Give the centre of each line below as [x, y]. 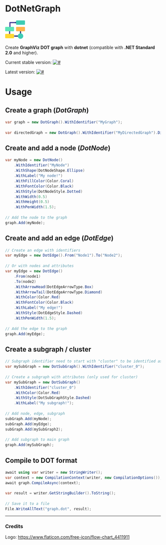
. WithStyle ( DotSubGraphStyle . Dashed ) [53, 398]
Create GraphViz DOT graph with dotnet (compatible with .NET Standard [80, 47]
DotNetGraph [33, 9]
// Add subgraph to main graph [37, 440]
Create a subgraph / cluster [48, 349]
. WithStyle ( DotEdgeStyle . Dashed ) [48, 313]
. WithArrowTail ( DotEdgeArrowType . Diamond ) [58, 292]
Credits [14, 526]
